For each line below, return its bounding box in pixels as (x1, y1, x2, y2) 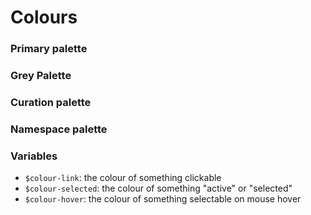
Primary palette (10, 42, 88, 56)
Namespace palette (10, 122, 108, 136)
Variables (10, 149, 58, 163)
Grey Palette (10, 69, 72, 83)
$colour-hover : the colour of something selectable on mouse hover (24, 193, 302, 205)
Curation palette (10, 95, 92, 109)
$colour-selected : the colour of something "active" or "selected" (24, 182, 293, 195)
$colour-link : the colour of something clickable (24, 172, 222, 184)
